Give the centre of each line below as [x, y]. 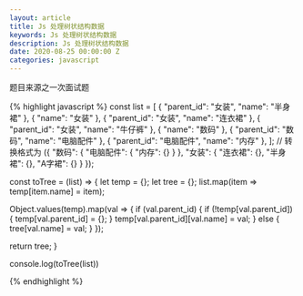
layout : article [40, 18]
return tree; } [33, 246]
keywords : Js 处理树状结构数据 [63, 35]
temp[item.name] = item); [57, 191]
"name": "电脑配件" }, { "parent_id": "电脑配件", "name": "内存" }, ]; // [154, 141]
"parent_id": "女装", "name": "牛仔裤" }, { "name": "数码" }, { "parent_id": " [148, 129]
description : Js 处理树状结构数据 [69, 43]
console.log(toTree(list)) [54, 264]
